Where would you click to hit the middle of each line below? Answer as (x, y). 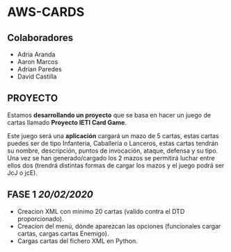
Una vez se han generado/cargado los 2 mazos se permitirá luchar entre (111, 158)
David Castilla (37, 76)
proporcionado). (40, 219)
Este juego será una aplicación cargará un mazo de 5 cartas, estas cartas (113, 135)
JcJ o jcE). (23, 173)
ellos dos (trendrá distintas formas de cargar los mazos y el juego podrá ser (116, 165)
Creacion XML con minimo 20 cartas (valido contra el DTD (101, 211)
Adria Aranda (36, 54)
